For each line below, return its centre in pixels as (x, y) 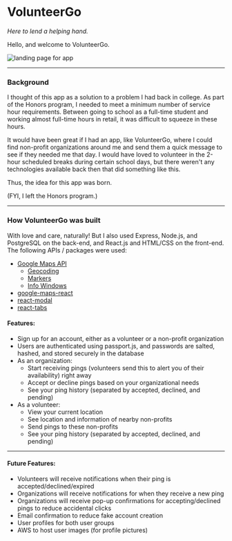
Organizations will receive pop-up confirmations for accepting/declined (119, 500)
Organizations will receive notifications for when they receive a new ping (120, 493)
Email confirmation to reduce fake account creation (90, 515)
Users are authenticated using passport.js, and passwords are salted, (116, 346)
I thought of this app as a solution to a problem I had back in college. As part (116, 97)
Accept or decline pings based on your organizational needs (113, 382)
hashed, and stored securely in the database (80, 353)
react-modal (35, 300)
